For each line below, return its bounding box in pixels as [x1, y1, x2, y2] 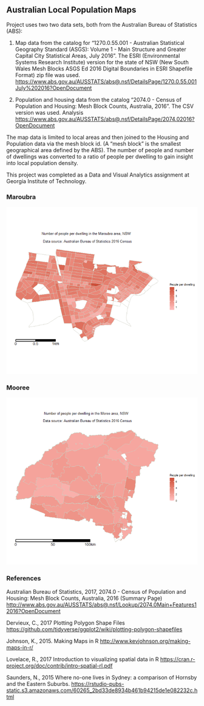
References [6, 574, 41, 583]
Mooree [6, 383, 30, 392]
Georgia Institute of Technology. [6, 177, 87, 184]
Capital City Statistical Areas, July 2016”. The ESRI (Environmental [15, 52, 180, 59]
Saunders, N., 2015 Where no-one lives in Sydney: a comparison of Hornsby [6, 673, 197, 681]
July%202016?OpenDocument [15, 84, 92, 92]
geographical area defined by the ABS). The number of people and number [6, 146, 194, 153]
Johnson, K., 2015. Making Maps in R [6, 637, 99, 645]
